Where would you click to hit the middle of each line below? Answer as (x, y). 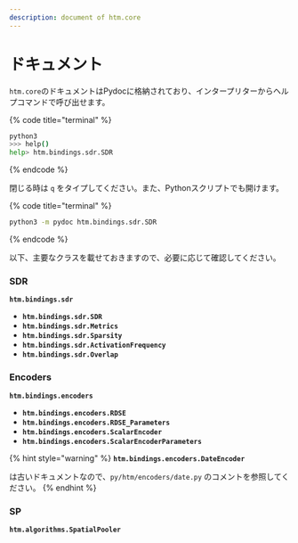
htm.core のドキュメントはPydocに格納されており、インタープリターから (141, 91)
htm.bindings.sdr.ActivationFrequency (94, 346)
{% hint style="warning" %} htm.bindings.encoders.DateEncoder (127, 458)
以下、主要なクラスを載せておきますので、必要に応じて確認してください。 (145, 258)
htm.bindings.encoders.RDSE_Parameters (96, 423)
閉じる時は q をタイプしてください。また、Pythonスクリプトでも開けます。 (147, 188)
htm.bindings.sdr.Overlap (70, 355)
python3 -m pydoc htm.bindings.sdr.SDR (83, 222)
